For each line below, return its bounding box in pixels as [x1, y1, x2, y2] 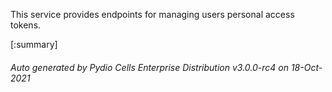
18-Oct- [290, 61, 323, 73]
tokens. [10, 19, 42, 31]
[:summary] [10, 39, 58, 50]
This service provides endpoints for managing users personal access [10, 9, 295, 20]
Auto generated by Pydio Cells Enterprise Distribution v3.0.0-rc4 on [10, 61, 289, 73]
